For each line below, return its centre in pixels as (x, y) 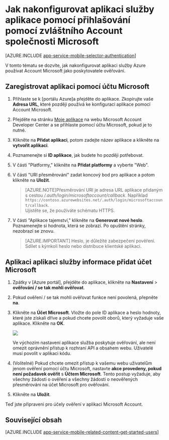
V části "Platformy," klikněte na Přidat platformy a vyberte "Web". (81, 165)
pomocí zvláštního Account (64, 31)
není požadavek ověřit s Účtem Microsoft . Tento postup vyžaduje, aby (87, 374)
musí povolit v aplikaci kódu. (42, 353)
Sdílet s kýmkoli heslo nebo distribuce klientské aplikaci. (83, 246)
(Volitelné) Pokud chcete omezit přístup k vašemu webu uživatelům (82, 363)
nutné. (19, 130)
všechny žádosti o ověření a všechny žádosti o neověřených (75, 379)
